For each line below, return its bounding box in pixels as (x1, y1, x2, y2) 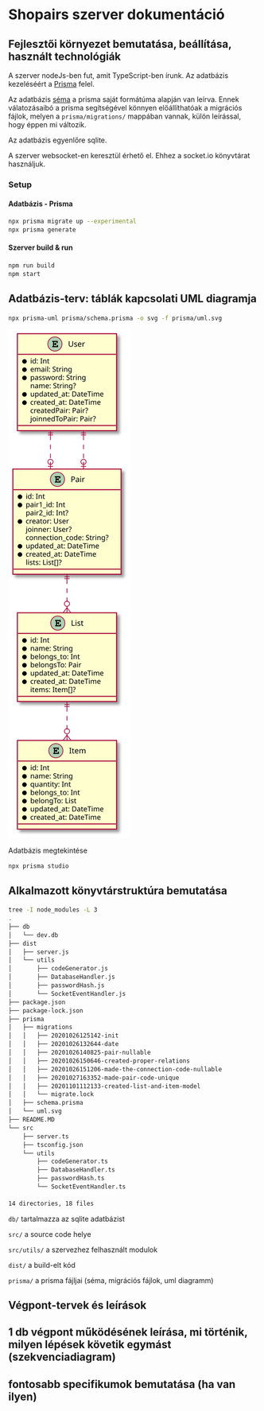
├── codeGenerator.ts (37, 1157, 109, 1166)
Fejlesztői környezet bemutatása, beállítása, (8, 37, 232, 51)
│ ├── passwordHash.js (8, 981, 105, 989)
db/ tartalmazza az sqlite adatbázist (8, 1214, 126, 1223)
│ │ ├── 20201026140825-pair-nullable (8, 1048, 151, 1057)
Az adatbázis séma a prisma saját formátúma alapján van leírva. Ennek (8, 95, 240, 104)
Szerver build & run (8, 243, 73, 252)
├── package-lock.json (8, 1006, 83, 1015)
